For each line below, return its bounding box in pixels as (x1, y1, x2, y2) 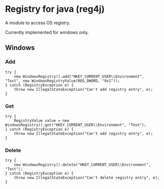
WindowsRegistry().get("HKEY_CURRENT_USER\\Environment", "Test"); (5, 122, 147, 127)
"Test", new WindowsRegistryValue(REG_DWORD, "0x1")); (5, 78, 120, 83)
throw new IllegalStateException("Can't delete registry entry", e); (14, 175, 160, 181)
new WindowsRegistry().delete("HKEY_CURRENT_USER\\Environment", (14, 162, 151, 167)
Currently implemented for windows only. (5, 29, 89, 35)
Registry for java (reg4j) (5, 3, 105, 15)
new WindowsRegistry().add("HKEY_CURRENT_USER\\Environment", (14, 74, 144, 79)
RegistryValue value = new (14, 118, 69, 123)
